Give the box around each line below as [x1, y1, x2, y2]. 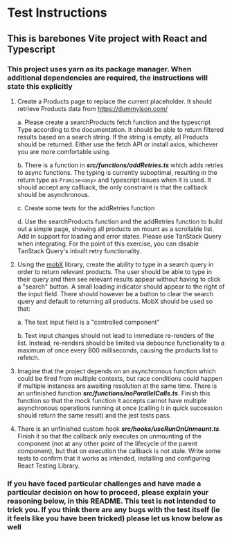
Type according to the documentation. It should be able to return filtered [17, 125, 224, 133]
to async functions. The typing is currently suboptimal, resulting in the [17, 168, 217, 176]
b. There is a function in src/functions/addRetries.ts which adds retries [17, 161, 224, 169]
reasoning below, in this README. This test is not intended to [7, 496, 216, 506]
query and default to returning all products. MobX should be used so [17, 297, 213, 305]
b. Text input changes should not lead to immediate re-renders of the [17, 331, 215, 339]
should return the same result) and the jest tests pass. [17, 411, 172, 419]
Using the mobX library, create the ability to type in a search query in [17, 260, 214, 268]
